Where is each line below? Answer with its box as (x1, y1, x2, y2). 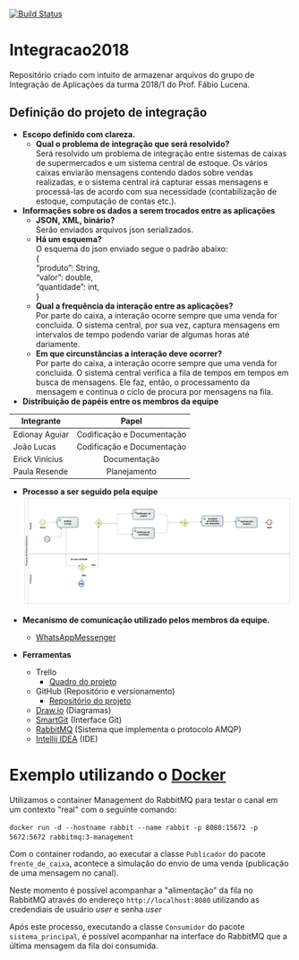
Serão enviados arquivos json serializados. (35, 224, 194, 235)
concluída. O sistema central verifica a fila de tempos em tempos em (35, 367, 289, 378)
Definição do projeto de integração (9, 105, 208, 120)
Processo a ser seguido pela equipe (21, 485, 158, 497)
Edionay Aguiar (13, 429, 70, 440)
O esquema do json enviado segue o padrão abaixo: (35, 243, 228, 254)
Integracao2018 (9, 40, 130, 60)
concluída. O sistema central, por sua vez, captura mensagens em (35, 319, 280, 330)
